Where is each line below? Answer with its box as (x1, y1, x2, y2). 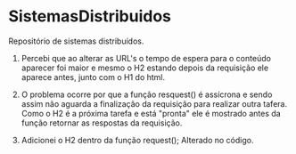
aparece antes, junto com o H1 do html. (21, 71, 166, 82)
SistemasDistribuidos (8, 6, 171, 27)
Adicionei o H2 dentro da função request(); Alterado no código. (21, 134, 254, 145)
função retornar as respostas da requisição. (21, 118, 183, 128)
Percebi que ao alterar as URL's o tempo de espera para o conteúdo (21, 53, 271, 63)
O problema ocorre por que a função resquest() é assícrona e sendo (21, 89, 273, 100)
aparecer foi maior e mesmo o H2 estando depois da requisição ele (21, 62, 269, 73)
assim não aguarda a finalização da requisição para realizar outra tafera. (21, 98, 287, 109)
